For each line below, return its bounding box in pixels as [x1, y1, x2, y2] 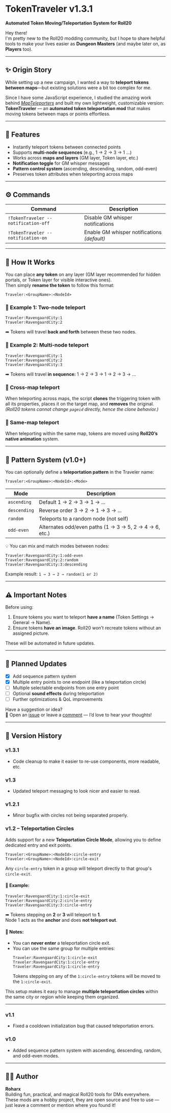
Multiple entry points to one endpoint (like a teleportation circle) [12, 679, 147, 685]
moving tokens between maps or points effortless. [5, 111, 111, 117]
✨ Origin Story [5, 66, 52, 74]
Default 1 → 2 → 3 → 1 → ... [39, 499, 106, 506]
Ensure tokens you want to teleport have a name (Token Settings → [12, 614, 154, 620]
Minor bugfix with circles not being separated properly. [12, 812, 128, 818]
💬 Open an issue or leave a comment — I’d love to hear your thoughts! [5, 712, 152, 718]
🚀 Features [5, 131, 40, 139]
